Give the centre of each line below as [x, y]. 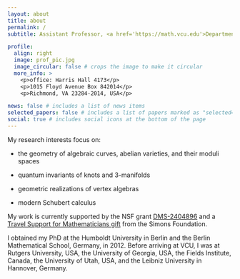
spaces [29, 161]
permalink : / [27, 27]
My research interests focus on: [54, 139]
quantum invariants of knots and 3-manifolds [84, 175]
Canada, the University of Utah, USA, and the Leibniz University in [105, 260]
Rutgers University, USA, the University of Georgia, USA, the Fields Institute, [119, 253]
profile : [20, 47]
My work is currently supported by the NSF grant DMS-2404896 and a [111, 216]
